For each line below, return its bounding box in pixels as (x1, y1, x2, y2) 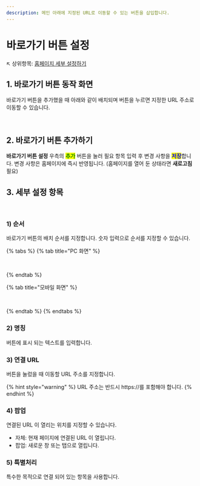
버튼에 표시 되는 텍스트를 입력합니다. (6, 339, 92, 346)
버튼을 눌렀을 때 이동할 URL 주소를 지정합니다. (6, 370, 115, 378)
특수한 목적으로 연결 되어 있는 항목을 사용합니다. (6, 473, 120, 481)
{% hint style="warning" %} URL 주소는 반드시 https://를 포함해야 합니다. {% (6, 383, 192, 390)
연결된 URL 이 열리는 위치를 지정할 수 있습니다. (6, 421, 117, 428)
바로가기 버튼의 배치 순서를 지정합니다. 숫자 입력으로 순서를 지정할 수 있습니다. (6, 235, 191, 242)
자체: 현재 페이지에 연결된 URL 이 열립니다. (15, 434, 116, 442)
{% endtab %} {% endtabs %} (6, 308, 82, 315)
